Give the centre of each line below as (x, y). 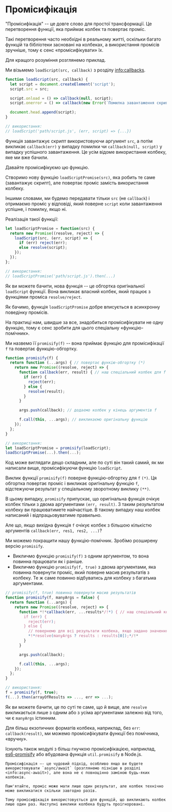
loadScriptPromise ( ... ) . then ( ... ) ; (43, 453)
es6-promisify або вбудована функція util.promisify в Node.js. (74, 754)
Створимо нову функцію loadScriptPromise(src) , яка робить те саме (80, 177)
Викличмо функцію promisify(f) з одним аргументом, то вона (81, 556)
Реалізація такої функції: (32, 219)
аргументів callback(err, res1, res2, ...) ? (54, 531)
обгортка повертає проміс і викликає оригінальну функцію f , (72, 483)
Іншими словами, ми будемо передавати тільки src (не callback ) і (78, 198)
